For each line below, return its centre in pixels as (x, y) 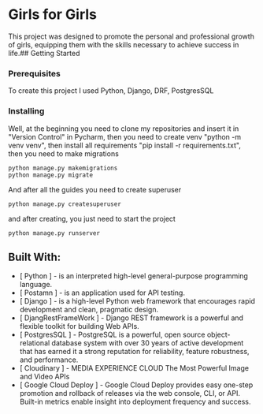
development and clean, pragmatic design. (89, 310)
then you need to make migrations (64, 153)
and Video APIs (44, 377)
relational (35, 343)
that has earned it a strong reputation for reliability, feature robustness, (134, 352)
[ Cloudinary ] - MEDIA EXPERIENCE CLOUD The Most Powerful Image (134, 368)
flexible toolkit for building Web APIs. (79, 326)
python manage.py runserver (54, 233)
